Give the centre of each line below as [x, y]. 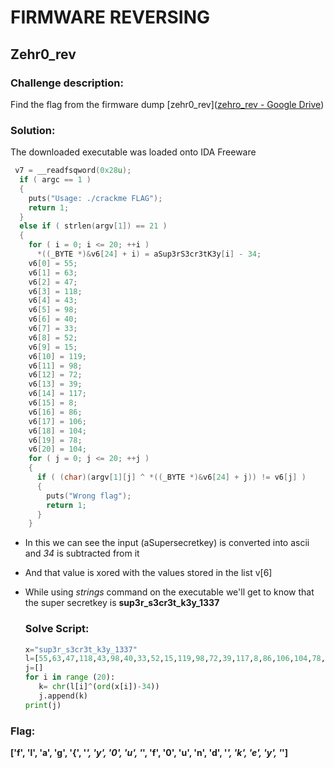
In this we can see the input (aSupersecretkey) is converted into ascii [167, 543]
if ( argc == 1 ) [55, 180]
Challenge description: [67, 83]
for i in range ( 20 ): [70, 677]
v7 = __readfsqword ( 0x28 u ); [73, 171]
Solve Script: [57, 629]
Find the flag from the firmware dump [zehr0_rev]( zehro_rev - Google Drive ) [167, 104]
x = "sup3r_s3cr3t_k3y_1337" [81, 649]
